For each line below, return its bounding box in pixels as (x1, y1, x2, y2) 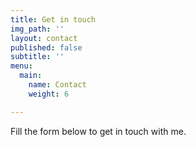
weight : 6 (28, 89, 70, 99)
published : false (10, 42, 83, 53)
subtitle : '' (10, 52, 65, 62)
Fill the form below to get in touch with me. (10, 125, 187, 137)
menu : (10, 61, 33, 71)
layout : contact (10, 33, 78, 43)
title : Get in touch (10, 14, 97, 25)
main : (19, 71, 43, 81)
